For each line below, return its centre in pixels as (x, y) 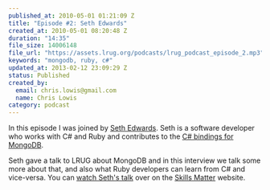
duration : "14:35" (39, 38)
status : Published (39, 75)
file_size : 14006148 (43, 46)
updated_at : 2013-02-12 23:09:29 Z (68, 68)
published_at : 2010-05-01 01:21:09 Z (72, 16)
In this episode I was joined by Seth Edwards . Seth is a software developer (132, 128)
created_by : (28, 83)
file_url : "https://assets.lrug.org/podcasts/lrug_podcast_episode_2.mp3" (136, 53)
